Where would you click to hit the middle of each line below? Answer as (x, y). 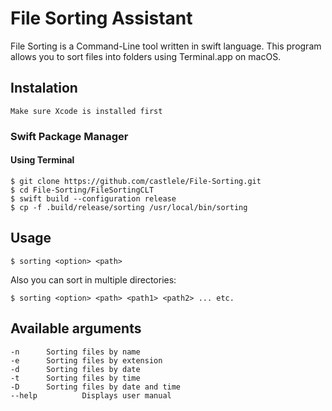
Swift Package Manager (69, 136)
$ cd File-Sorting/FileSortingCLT (82, 190)
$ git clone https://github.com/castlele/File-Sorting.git (136, 181)
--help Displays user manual (91, 395)
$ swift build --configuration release (93, 198)
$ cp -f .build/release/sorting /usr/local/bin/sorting (129, 207)
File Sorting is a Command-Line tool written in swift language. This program (166, 46)
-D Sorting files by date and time (96, 387)
